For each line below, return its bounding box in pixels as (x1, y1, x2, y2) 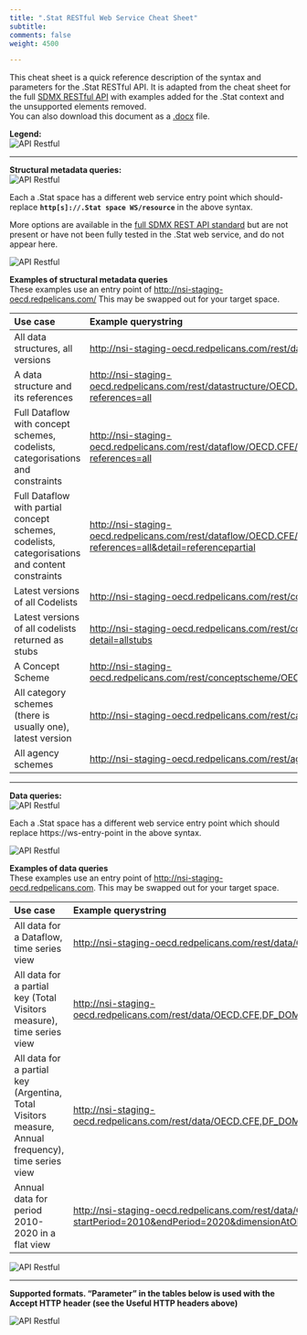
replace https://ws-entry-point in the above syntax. (9, 828, 202, 838)
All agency (14, 747, 59, 760)
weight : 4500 (9, 38, 59, 48)
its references (14, 391, 74, 404)
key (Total (14, 991, 57, 1004)
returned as (14, 634, 64, 646)
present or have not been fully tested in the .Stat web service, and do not (9, 230, 285, 240)
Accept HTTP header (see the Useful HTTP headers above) (9, 1298, 238, 1308)
